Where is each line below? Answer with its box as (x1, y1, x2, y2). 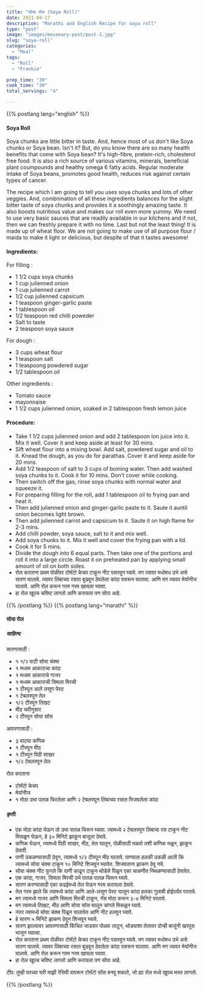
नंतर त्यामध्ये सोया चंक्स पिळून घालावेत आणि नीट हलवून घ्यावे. (15, 909, 133, 916)
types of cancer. (6, 176, 48, 184)
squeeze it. (15, 484, 43, 492)
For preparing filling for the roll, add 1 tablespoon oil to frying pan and (15, 491, 190, 498)
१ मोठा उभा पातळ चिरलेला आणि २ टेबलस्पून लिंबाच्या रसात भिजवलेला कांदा (15, 796, 158, 804)
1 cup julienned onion (15, 280, 69, 287)
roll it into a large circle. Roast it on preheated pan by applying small (15, 556, 186, 563)
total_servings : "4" (6, 88, 59, 95)
